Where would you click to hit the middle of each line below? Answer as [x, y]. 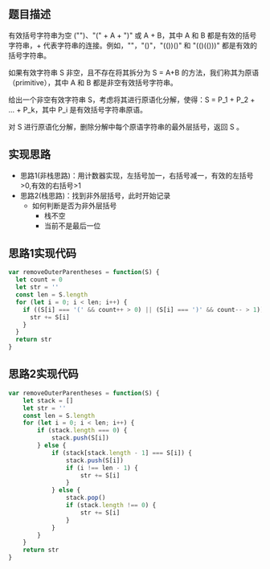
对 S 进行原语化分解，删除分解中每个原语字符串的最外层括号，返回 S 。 [126, 126]
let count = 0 [39, 280]
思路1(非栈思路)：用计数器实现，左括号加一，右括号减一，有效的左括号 [137, 175]
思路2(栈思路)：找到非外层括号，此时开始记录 [95, 195]
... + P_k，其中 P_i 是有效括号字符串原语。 [78, 109]
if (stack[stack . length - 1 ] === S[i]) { [122, 452]
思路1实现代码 [43, 254]
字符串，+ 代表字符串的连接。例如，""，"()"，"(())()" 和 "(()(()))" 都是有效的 [133, 45]
